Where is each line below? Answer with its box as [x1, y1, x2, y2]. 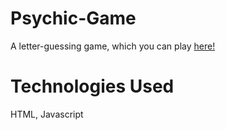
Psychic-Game [10, 7, 137, 30]
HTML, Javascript [10, 108, 84, 120]
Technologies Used [10, 75, 175, 98]
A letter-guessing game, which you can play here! [10, 40, 216, 52]
